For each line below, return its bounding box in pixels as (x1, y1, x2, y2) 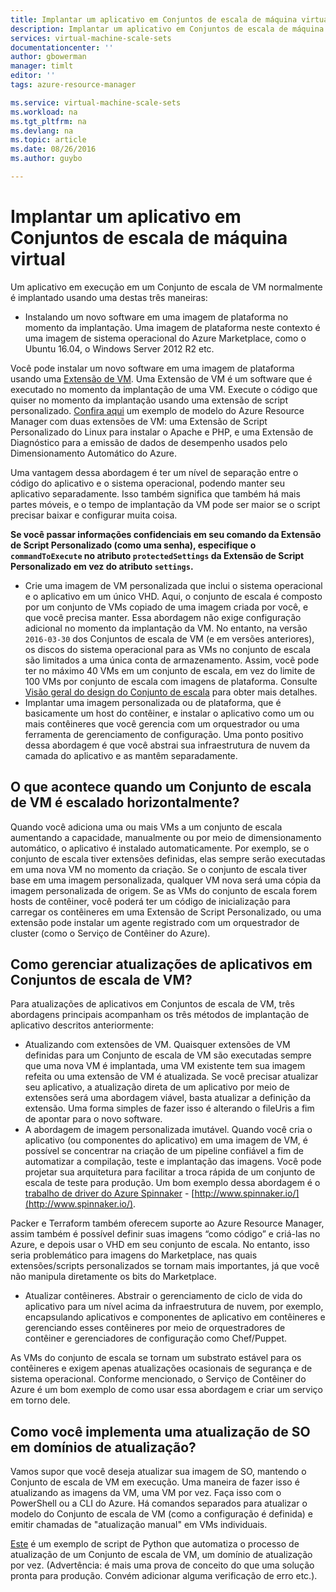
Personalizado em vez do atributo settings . (10, 560, 194, 572)
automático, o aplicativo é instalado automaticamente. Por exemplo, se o (10, 842, 310, 854)
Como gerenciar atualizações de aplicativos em (10, 956, 313, 973)
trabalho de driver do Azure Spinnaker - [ (24, 1187, 195, 1200)
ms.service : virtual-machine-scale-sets (10, 97, 182, 108)
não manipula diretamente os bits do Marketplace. (10, 1271, 217, 1283)
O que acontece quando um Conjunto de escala (10, 779, 312, 796)
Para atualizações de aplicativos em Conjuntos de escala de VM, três (10, 998, 295, 1010)
